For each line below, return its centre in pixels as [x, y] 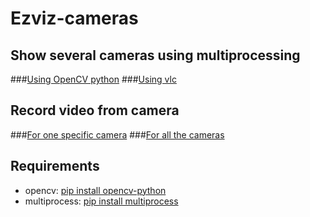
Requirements [55, 166]
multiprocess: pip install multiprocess [101, 201]
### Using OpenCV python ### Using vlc [93, 79]
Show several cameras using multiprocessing [155, 55]
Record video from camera [95, 110]
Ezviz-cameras [74, 18]
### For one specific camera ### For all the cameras [117, 134]
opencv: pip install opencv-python [95, 190]
